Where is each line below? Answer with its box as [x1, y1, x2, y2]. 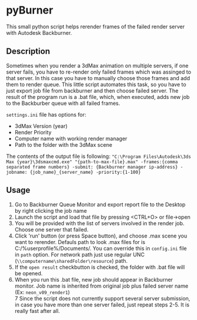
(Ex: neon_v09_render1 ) [14, 288, 70, 295]
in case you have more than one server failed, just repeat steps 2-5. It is [14, 301, 190, 308]
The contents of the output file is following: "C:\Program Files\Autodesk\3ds [6, 153, 192, 160]
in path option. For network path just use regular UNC [14, 251, 145, 258]
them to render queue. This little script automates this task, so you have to [6, 81, 187, 88]
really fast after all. [14, 307, 60, 314]
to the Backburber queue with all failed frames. [6, 100, 120, 107]
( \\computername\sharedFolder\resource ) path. [14, 257, 128, 264]
